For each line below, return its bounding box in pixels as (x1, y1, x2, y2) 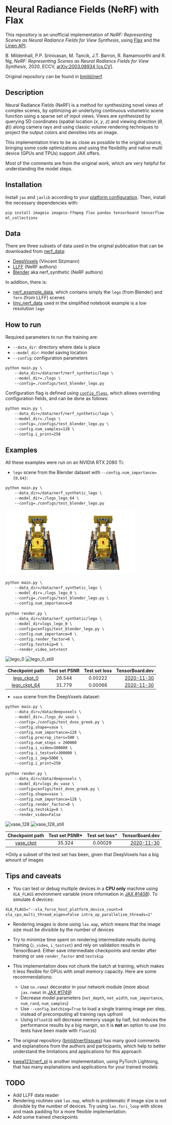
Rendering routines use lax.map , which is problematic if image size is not (12, 1098, 167, 1104)
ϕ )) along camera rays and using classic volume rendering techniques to (5, 123, 159, 130)
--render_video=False (14, 812, 61, 817)
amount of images (5, 857, 44, 863)
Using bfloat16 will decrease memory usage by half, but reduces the (20, 1017, 166, 1023)
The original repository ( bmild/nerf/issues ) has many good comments (12, 1037, 160, 1043)
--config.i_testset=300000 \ (14, 750, 77, 755)
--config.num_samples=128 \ (14, 427, 74, 432)
